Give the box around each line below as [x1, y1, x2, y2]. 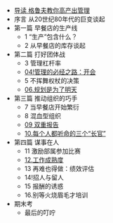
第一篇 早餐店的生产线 [13, 24, 78, 32]
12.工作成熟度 [24, 155, 64, 164]
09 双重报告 [24, 120, 60, 129]
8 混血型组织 [24, 112, 62, 120]
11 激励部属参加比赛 [24, 147, 81, 155]
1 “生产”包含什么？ [24, 32, 78, 41]
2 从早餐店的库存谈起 [24, 42, 86, 49]
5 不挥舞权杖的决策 [24, 77, 79, 84]
